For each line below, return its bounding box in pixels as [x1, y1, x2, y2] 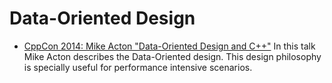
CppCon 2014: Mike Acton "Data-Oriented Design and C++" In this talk [23, 40, 316, 52]
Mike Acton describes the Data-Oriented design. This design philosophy [23, 50, 322, 62]
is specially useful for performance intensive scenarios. [23, 61, 253, 73]
